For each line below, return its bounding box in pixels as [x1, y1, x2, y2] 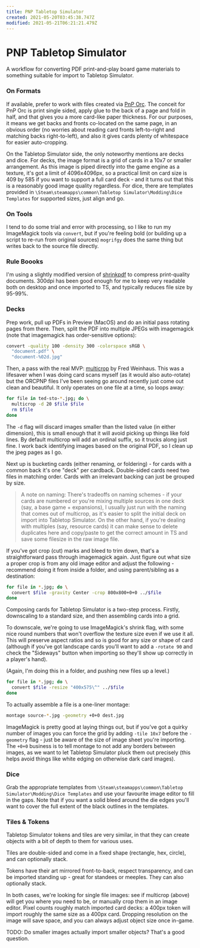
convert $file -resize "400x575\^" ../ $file [11, 685, 124, 690]
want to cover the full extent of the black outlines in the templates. [6, 803, 169, 810]
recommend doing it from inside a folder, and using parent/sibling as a [6, 566, 179, 573]
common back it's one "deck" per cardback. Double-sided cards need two [6, 467, 190, 474]
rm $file [11, 407, 33, 413]
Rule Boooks [6, 257, 44, 265]
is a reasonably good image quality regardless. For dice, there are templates [6, 182, 193, 189]
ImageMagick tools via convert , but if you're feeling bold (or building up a [6, 229, 187, 237]
